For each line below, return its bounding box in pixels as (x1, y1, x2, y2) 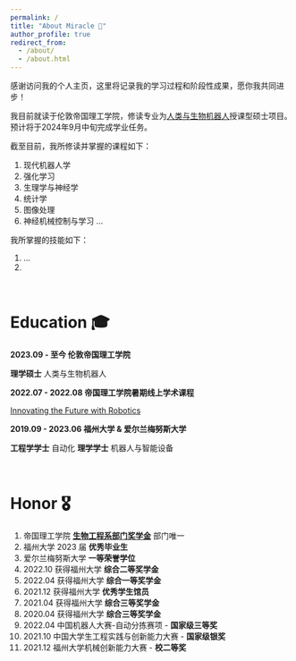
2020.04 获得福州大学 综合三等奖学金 (22, 608, 162, 619)
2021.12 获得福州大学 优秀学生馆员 (22, 586, 150, 597)
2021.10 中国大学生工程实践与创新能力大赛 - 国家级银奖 (22, 631, 226, 641)
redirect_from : (10, 38, 67, 47)
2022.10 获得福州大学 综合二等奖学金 (22, 564, 159, 574)
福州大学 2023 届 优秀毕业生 (22, 541, 129, 552)
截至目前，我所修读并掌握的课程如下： (10, 140, 151, 151)
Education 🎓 (10, 312, 110, 333)
